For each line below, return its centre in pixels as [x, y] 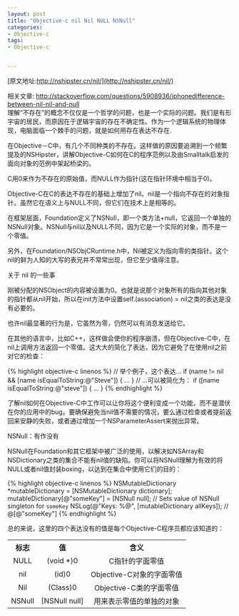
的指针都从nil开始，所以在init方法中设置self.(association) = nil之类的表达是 [116, 299]
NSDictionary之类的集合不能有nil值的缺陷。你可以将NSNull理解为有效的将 [115, 460]
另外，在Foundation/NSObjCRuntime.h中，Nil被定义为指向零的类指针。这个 [118, 251]
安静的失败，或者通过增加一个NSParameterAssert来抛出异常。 [111, 421]
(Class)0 [62, 587]
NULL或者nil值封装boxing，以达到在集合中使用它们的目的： [95, 469]
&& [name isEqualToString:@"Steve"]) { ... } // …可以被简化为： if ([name [113, 380]
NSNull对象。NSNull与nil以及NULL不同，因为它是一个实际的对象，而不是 [114, 227]
